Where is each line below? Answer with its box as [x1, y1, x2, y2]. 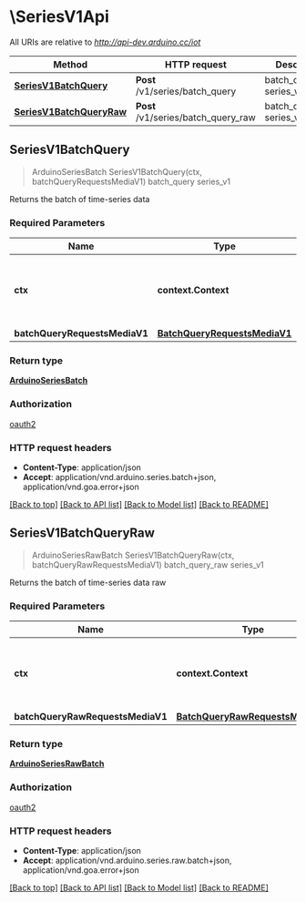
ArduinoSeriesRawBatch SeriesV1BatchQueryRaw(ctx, [31, 549, 235, 560]
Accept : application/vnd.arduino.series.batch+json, [22, 471, 217, 482]
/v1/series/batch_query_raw [135, 111, 257, 124]
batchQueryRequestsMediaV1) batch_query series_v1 [31, 176, 230, 187]
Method [53, 57, 88, 70]
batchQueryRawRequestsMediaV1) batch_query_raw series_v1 [31, 559, 264, 570]
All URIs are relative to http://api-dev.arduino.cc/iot [9, 36, 201, 47]
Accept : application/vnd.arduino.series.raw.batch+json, [22, 855, 232, 866]
